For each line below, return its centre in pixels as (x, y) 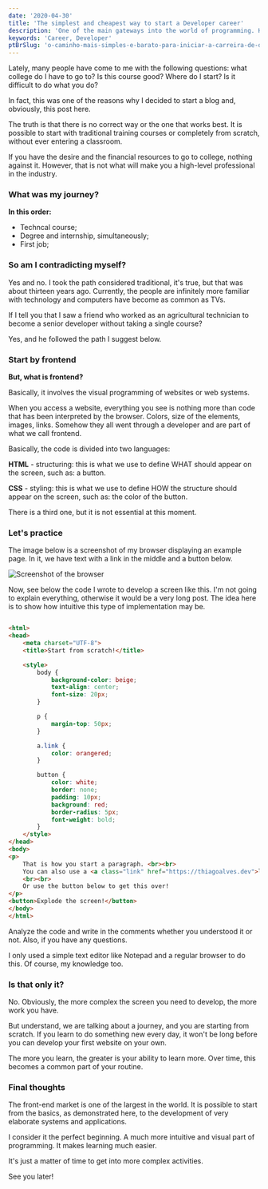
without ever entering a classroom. (65, 141)
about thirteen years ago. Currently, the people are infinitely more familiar (129, 291)
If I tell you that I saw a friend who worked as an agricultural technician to (129, 315)
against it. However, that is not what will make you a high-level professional (132, 165)
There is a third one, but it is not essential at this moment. (102, 513)
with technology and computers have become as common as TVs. (117, 299)
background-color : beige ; (94, 680)
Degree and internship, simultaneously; (84, 236)
